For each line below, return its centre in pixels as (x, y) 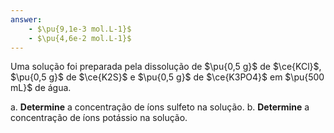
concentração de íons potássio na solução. (99, 118)
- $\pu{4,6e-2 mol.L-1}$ (80, 38)
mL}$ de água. (41, 88)
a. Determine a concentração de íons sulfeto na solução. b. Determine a (160, 107)
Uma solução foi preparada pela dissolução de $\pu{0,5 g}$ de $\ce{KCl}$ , (166, 67)
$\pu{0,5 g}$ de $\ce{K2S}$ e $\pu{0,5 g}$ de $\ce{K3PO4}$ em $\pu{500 (167, 77)
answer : (26, 19)
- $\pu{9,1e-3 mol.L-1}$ (80, 29)
